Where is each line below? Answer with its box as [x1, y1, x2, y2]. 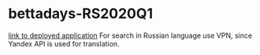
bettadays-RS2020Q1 [8, 5, 154, 23]
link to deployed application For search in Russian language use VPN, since [8, 31, 253, 40]
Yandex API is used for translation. [8, 38, 120, 48]
